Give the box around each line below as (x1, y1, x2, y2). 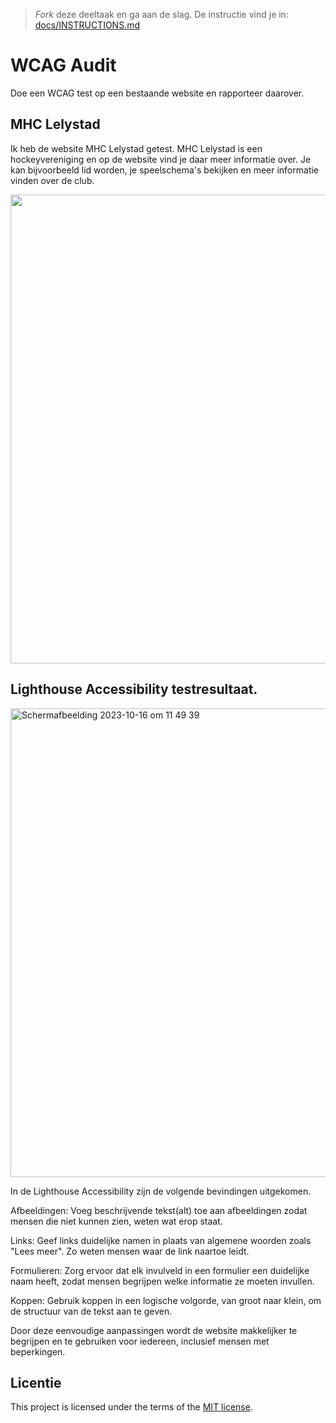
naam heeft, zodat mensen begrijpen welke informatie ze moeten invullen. (10, 1275, 315, 1287)
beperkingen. (10, 1345, 66, 1358)
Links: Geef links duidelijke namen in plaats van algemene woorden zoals (10, 1234, 312, 1246)
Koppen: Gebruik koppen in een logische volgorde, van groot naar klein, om (10, 1294, 322, 1306)
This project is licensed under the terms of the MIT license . (10, 1401, 253, 1413)
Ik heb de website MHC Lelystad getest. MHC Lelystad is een (10, 142, 263, 154)
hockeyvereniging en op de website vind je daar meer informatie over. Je (10, 153, 312, 165)
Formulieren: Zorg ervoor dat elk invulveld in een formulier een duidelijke (10, 1264, 310, 1276)
